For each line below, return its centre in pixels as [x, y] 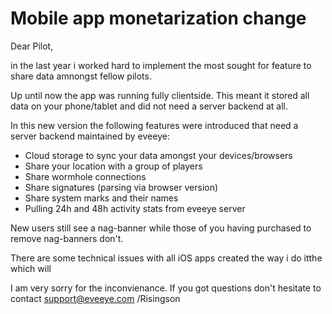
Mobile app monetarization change [158, 18]
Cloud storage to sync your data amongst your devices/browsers [158, 155]
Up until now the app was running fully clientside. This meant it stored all [160, 95]
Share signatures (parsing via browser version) [121, 187]
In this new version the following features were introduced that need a [154, 125]
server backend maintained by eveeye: [90, 136]
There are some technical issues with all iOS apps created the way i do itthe [166, 258]
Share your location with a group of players [113, 166]
